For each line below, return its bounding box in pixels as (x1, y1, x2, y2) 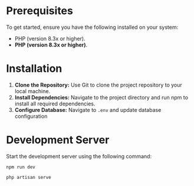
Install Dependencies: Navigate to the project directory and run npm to (14, 94, 189, 101)
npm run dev (6, 164, 35, 170)
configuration (14, 112, 48, 119)
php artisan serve (6, 174, 51, 180)
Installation (6, 62, 63, 75)
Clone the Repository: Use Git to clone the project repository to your (14, 81, 183, 88)
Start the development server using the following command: (6, 152, 152, 160)
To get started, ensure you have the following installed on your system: (6, 24, 179, 31)
